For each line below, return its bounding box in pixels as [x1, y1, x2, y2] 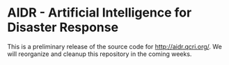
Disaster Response [7, 19, 119, 35]
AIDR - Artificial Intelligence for [7, 5, 192, 21]
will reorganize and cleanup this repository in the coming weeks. [7, 50, 192, 58]
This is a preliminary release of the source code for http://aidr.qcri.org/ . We [7, 42, 223, 50]
